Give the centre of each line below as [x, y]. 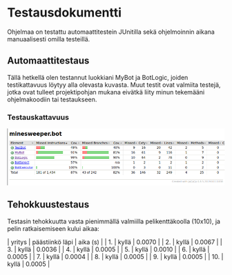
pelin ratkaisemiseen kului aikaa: [54, 228]
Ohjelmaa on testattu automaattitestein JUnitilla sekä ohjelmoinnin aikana [111, 32]
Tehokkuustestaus [48, 205]
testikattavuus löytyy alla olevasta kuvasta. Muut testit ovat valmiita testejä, [114, 85]
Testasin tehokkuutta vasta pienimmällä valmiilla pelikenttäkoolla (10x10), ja [114, 221]
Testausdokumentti [65, 13]
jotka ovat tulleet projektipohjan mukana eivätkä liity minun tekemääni [106, 92]
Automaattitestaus [48, 61]
